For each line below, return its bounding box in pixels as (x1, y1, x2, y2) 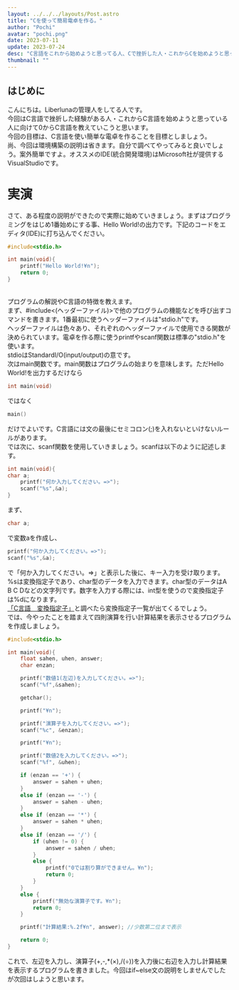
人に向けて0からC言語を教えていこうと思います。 (7, 123, 152, 132)
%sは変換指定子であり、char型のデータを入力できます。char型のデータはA (7, 577, 228, 585)
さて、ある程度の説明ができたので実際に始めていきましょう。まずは (7, 211, 206, 219)
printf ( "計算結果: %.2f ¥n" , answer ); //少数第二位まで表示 (20, 924, 181, 931)
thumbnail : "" (7, 57, 50, 64)
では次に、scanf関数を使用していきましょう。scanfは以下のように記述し (7, 442, 221, 451)
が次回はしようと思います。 (7, 974, 88, 983)
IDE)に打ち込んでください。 (28, 229, 109, 237)
